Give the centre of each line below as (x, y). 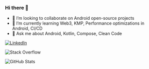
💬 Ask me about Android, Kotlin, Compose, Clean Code (67, 34)
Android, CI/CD (27, 28)
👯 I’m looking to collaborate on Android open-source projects (73, 18)
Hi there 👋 (17, 8)
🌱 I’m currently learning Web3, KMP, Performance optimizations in (78, 23)
